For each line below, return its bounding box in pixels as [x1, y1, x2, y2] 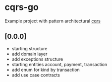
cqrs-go [4, 1, 39, 13]
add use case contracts [11, 72, 60, 78]
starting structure [11, 45, 48, 51]
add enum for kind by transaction [11, 67, 80, 73]
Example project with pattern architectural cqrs [4, 18, 101, 24]
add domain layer [11, 51, 48, 57]
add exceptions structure [11, 56, 63, 62]
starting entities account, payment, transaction [11, 61, 108, 67]
